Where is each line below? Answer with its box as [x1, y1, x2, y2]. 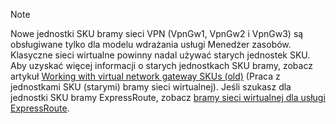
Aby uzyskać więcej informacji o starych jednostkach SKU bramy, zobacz [10, 60, 313, 71]
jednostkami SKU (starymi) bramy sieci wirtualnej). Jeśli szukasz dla [10, 81, 292, 93]
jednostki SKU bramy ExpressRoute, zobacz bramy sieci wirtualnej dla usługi [10, 92, 326, 103]
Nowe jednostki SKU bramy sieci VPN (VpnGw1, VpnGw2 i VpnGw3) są [10, 28, 304, 39]
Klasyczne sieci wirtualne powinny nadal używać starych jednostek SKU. [10, 49, 311, 61]
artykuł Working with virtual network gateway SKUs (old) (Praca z [10, 70, 281, 82]
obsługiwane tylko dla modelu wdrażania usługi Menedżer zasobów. [10, 39, 292, 50]
